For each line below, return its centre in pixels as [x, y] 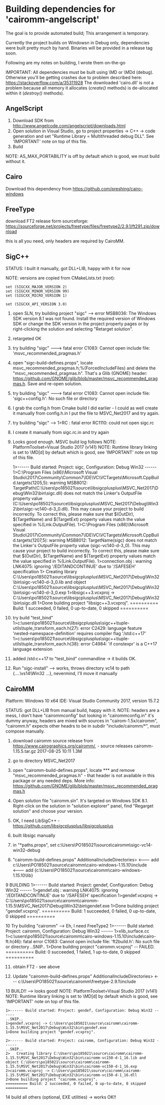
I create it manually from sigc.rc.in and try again [61, 432]
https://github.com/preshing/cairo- [107, 188]
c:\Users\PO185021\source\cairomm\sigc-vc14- [105, 845]
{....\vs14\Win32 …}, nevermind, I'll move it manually [65, 674]
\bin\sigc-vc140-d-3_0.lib [38, 582]
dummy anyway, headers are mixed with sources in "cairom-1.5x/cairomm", [82, 721]
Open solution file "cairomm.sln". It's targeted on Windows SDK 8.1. [80, 801]
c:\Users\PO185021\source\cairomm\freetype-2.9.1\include [77, 982]
